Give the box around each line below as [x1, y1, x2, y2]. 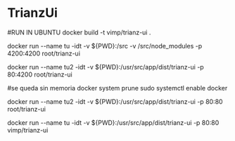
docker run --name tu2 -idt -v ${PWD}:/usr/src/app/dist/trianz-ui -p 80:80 [7, 97, 223, 106]
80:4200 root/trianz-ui [7, 70, 72, 79]
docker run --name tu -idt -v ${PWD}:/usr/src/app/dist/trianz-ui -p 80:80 [7, 118, 220, 127]
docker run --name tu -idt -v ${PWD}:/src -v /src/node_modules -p [7, 41, 203, 50]
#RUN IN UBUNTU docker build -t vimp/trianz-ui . [7, 28, 151, 36]
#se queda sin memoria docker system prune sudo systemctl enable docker [7, 83, 228, 92]
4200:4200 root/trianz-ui [7, 49, 81, 58]
